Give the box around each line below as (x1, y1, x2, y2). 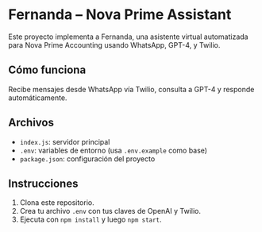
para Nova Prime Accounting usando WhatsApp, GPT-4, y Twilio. (8, 40, 221, 49)
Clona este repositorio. (19, 198, 94, 207)
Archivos (8, 116, 54, 130)
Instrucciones (8, 176, 79, 190)
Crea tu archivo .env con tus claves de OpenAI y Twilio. (19, 207, 201, 216)
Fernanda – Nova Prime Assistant (8, 6, 232, 24)
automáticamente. (8, 93, 67, 102)
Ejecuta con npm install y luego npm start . (19, 215, 162, 224)
